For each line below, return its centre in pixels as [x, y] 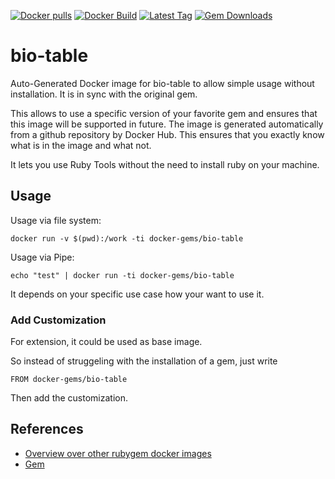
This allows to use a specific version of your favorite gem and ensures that [164, 113]
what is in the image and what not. [81, 145]
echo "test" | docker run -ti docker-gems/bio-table [122, 275]
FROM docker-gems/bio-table [69, 380]
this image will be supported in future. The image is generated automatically [167, 124]
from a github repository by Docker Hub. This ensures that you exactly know [167, 134]
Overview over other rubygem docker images [118, 453]
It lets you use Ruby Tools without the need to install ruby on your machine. [165, 164]
